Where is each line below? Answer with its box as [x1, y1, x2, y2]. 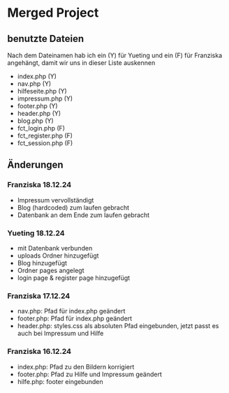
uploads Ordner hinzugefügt [17, 251, 99, 260]
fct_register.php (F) [17, 131, 73, 140]
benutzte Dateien [7, 33, 84, 45]
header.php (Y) [17, 110, 61, 117]
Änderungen [7, 159, 64, 171]
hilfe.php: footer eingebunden [17, 377, 103, 385]
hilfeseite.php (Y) [17, 87, 68, 95]
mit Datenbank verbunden [17, 244, 93, 252]
